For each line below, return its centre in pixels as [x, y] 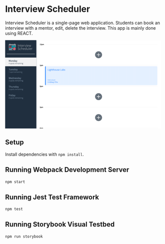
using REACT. [19, 33]
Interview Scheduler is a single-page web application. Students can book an [83, 23]
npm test [14, 209]
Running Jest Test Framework [52, 197]
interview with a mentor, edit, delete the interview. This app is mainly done [81, 28]
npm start [15, 182]
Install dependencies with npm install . [44, 154]
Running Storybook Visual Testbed [60, 224]
